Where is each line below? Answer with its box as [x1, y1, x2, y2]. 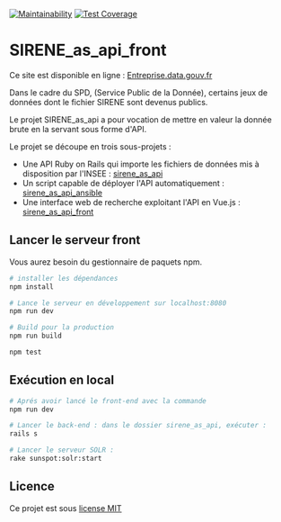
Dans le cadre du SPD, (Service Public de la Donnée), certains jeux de [9, 86, 268, 98]
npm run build [9, 331, 63, 341]
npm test [9, 347, 42, 356]
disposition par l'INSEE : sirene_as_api [22, 167, 163, 179]
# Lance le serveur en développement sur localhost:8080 [9, 298, 227, 308]
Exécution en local [9, 373, 115, 388]
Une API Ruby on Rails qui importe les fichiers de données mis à [22, 158, 260, 169]
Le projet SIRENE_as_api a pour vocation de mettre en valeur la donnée [9, 113, 272, 125]
